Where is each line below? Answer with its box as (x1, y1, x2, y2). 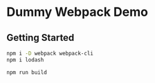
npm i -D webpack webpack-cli (6, 50, 94, 57)
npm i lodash (6, 56, 44, 63)
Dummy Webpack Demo (6, 4, 148, 20)
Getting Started (6, 32, 75, 44)
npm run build (6, 68, 48, 76)
